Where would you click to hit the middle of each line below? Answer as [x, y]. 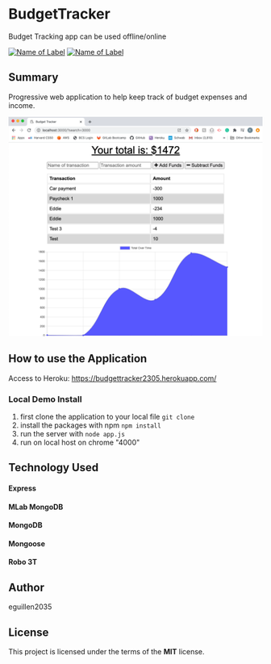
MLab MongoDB [36, 507]
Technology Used [54, 468]
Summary [33, 77]
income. [22, 105]
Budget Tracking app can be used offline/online [88, 36]
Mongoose [27, 543]
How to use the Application [78, 359]
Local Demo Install [45, 399]
